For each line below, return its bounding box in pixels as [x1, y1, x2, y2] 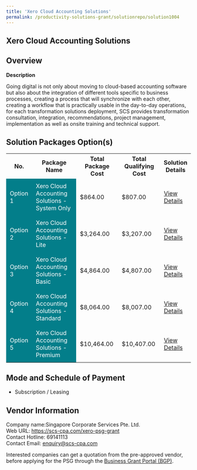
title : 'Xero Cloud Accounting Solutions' [6, 8, 111, 15]
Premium [35, 351, 60, 359]
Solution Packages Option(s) [6, 137, 113, 147]
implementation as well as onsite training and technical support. [6, 120, 160, 127]
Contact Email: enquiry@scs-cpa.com [6, 440, 98, 447]
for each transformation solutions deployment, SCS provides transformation [6, 108, 189, 115]
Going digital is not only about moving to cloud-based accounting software [6, 83, 187, 90]
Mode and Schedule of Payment [6, 372, 125, 382]
